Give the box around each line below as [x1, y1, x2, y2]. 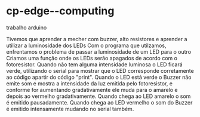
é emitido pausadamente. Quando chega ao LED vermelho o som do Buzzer [6, 98, 193, 106]
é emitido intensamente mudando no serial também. [6, 105, 134, 112]
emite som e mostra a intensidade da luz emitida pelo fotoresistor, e [6, 79, 173, 87]
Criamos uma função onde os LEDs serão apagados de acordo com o [6, 54, 178, 61]
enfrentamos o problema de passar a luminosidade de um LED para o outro [6, 48, 192, 55]
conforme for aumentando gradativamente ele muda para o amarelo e [6, 86, 178, 93]
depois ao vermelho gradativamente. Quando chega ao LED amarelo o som [6, 93, 191, 100]
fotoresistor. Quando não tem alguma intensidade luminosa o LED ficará [6, 61, 183, 68]
